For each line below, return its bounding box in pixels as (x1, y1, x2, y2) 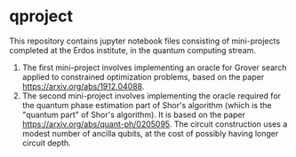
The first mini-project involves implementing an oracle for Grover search (21, 62, 287, 73)
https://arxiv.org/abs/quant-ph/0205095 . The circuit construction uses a (21, 118, 288, 130)
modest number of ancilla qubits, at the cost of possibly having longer (21, 128, 279, 138)
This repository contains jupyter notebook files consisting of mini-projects (9, 35, 281, 46)
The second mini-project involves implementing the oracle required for (21, 90, 282, 101)
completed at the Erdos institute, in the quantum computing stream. (9, 44, 256, 55)
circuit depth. (21, 137, 71, 148)
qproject (9, 6, 74, 27)
